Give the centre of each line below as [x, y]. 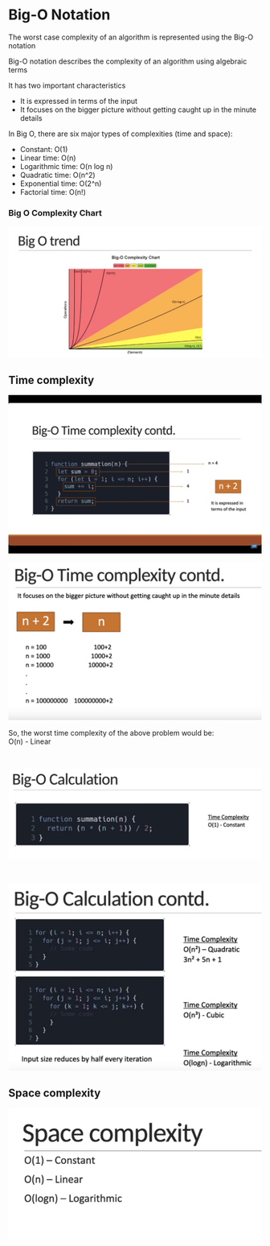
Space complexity [55, 1093]
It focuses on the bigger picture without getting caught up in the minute [138, 109]
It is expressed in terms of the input [79, 101]
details [31, 118]
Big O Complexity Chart [55, 212]
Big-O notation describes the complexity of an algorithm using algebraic [128, 61]
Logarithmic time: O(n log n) [66, 166]
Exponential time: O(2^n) [61, 184]
